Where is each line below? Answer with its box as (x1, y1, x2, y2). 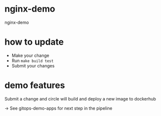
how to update (4, 36, 64, 48)
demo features (4, 80, 65, 91)
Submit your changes (11, 63, 54, 68)
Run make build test (11, 57, 54, 64)
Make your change (11, 52, 50, 58)
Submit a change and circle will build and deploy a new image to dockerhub (4, 96, 156, 101)
